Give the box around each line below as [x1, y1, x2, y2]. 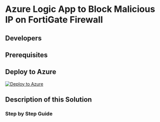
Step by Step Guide [5, 111, 53, 118]
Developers [5, 34, 42, 42]
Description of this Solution [5, 96, 92, 104]
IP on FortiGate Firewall [5, 14, 103, 25]
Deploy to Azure [5, 68, 56, 76]
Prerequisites [5, 51, 48, 59]
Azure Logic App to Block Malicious [5, 3, 156, 15]
